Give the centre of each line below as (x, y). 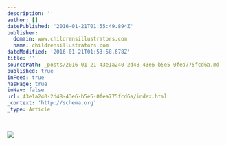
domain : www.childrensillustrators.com (70, 39)
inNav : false (26, 90)
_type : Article (29, 109)
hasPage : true (27, 84)
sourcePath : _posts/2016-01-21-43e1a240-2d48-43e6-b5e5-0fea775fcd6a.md (113, 65)
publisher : (23, 33)
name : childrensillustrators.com (61, 45)
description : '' (30, 13)
